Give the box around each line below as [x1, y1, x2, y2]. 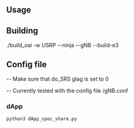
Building [6, 25, 38, 36]
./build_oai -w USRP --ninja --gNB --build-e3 [6, 42, 119, 49]
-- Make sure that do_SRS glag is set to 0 [6, 75, 109, 83]
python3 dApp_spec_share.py [6, 116, 78, 122]
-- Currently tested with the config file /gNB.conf [6, 87, 129, 95]
